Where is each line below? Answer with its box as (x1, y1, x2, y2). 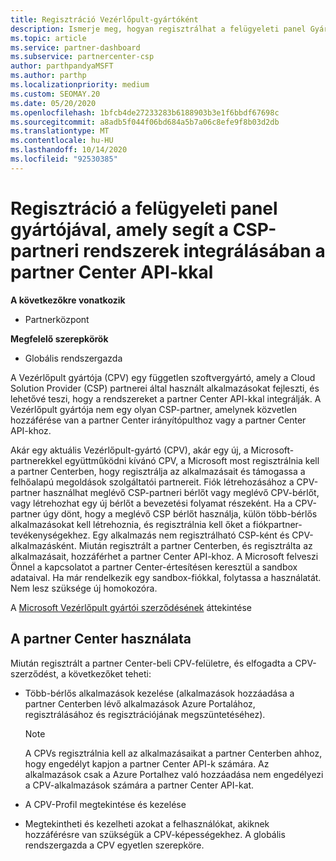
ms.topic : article (10, 33, 87, 43)
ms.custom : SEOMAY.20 (10, 89, 101, 99)
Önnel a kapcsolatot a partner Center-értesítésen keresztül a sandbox (10, 561, 298, 573)
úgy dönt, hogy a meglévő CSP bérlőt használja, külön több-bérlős (43, 507, 318, 520)
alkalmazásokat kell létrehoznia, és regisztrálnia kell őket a (10, 518, 251, 530)
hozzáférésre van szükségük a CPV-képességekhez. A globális (24, 828, 286, 840)
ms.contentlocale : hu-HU (10, 136, 114, 146)
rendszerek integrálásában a (83, 239, 326, 262)
